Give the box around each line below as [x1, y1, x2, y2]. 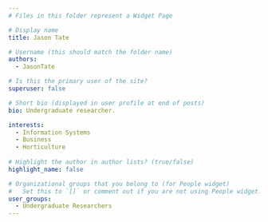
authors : [8, 55, 37, 64]
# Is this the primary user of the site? [8, 77, 148, 85]
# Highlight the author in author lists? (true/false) [8, 158, 195, 166]
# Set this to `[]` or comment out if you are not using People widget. [8, 187, 262, 196]
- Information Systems [15, 129, 91, 137]
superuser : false [8, 85, 66, 93]
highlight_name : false [8, 165, 84, 173]
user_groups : [8, 195, 52, 203]
